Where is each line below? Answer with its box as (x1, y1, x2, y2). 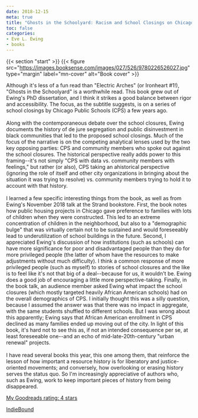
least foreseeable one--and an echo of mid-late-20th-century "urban (6, 332, 174, 339)
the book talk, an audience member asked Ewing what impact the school (6, 282, 183, 289)
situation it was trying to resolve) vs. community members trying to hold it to (6, 175, 192, 183)
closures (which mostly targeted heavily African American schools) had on (6, 289, 187, 296)
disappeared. (6, 383, 38, 390)
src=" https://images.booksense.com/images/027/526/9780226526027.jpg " (6, 64, 190, 71)
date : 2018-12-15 (6, 8, 49, 15)
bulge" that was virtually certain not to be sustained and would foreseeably (6, 226, 189, 233)
